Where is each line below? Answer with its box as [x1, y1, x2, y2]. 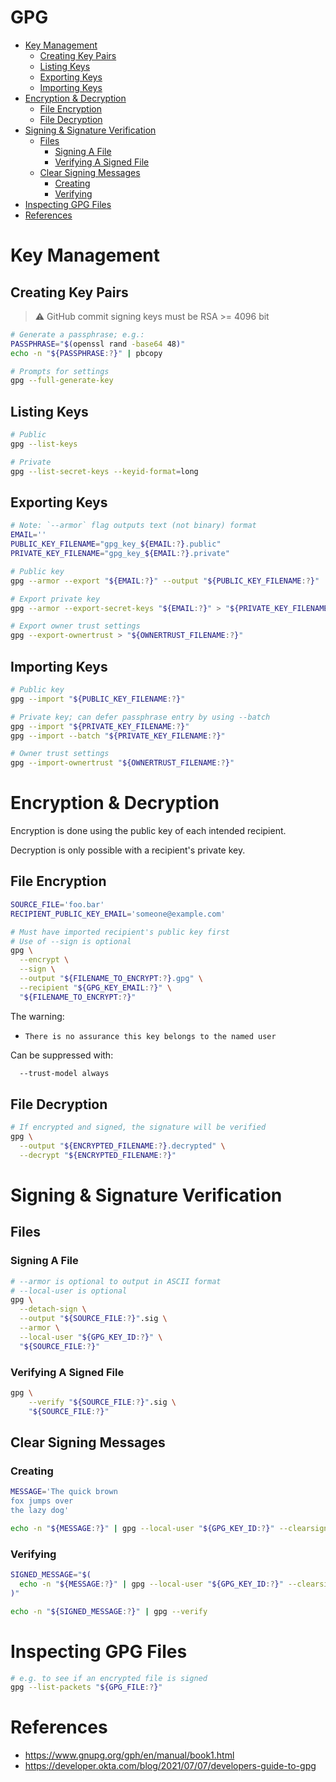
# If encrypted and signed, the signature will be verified [10, 1122, 267, 1133]
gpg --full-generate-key [10, 376, 114, 386]
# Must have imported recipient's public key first [10, 927, 230, 937]
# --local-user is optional [10, 1286, 128, 1296]
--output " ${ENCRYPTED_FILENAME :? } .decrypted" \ [19, 1141, 226, 1151]
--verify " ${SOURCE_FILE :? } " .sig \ [28, 1397, 177, 1407]
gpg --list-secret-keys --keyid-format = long [10, 466, 199, 476]
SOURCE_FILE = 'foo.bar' [10, 899, 105, 910]
